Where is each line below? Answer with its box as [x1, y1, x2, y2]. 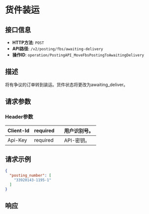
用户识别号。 [64, 127, 94, 134]
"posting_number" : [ [9, 173, 51, 178]
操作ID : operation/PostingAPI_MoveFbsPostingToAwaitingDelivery [12, 52, 145, 58]
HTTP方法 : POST [12, 40, 44, 45]
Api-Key [7, 136, 27, 143]
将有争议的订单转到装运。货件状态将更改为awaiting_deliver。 [5, 82, 128, 88]
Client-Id [7, 127, 29, 134]
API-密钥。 [64, 137, 90, 144]
